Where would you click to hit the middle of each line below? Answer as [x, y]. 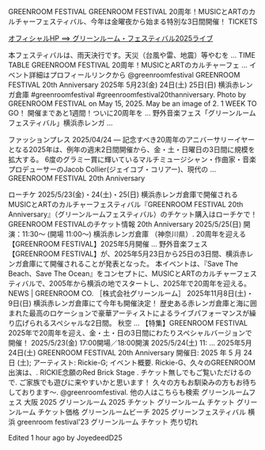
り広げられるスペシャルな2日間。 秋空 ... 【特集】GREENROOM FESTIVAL [128, 323]
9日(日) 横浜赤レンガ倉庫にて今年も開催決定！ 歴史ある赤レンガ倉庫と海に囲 [132, 303]
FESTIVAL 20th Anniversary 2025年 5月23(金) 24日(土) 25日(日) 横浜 [120, 85]
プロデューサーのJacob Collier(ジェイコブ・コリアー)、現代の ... [112, 169]
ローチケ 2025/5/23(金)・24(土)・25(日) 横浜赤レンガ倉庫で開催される [123, 195]
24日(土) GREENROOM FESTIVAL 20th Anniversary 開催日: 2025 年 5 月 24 [131, 353]
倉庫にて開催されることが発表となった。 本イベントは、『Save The [130, 264]
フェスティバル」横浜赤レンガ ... [61, 123]
